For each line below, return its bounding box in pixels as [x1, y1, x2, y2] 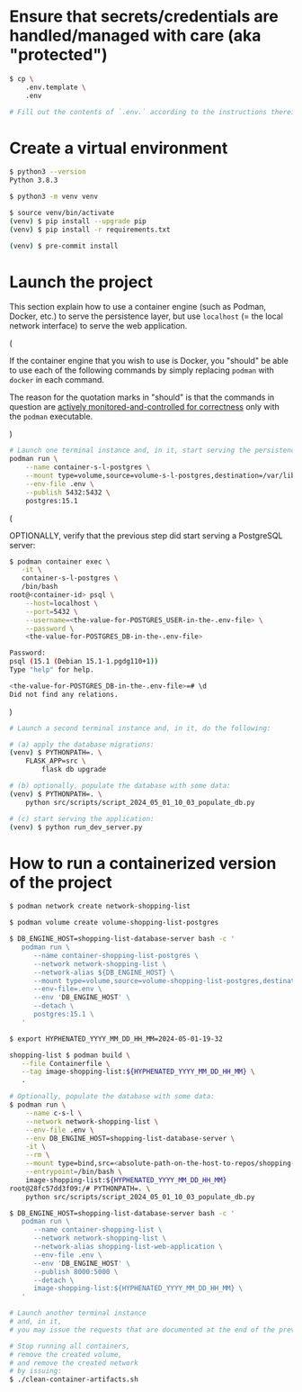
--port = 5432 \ [25, 607, 78, 616]
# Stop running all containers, [9, 1342, 130, 1351]
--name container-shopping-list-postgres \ [32, 951, 200, 960]
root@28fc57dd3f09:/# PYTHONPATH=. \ [9, 1184, 151, 1193]
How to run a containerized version [9, 853, 277, 873]
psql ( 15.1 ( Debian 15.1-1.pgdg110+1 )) [9, 657, 159, 666]
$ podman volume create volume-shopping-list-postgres [9, 918, 219, 927]
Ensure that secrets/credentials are [9, 6, 279, 27]
